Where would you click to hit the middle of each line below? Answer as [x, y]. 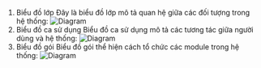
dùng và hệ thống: [47, 38]
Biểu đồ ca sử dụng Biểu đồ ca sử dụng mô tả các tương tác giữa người [135, 30]
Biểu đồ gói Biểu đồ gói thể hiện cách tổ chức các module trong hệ [128, 47]
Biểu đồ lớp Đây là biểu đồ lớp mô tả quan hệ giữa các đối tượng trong [133, 13]
